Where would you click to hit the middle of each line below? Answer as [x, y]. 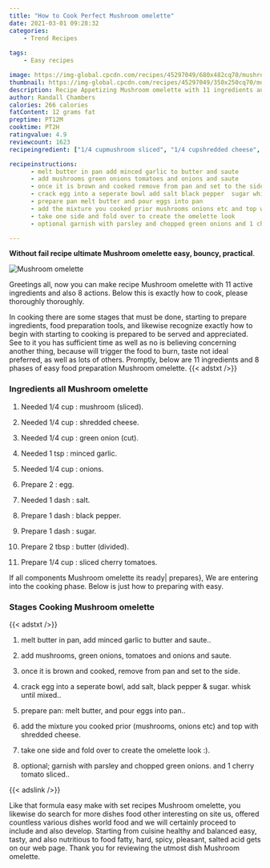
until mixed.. [41, 695]
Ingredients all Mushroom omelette [79, 389]
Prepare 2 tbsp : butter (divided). [75, 546]
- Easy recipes [49, 61]
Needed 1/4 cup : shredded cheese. [80, 422]
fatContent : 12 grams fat [52, 112]
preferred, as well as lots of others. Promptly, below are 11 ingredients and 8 [134, 360]
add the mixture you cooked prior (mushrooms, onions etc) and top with [139, 726]
